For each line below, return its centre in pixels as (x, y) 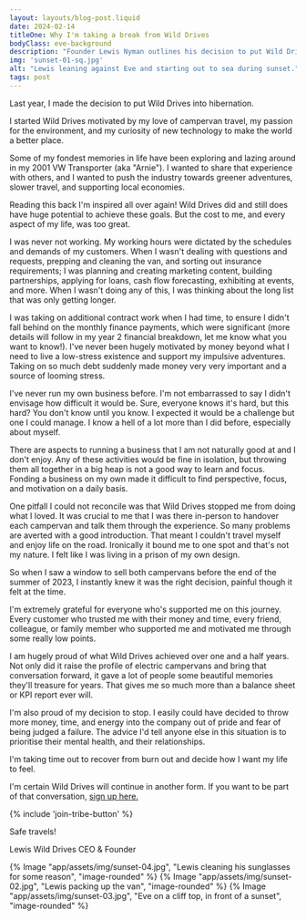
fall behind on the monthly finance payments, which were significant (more (150, 327)
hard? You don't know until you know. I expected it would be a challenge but (152, 412)
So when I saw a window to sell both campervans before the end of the (143, 572)
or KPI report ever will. (51, 695)
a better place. (36, 140)
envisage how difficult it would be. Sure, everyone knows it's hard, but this (149, 403)
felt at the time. (38, 591)
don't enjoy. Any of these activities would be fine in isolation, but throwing (148, 459)
